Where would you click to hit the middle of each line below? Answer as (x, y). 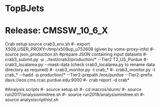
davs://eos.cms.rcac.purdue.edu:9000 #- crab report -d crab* (67, 80)
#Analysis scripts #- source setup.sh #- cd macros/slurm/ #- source (73, 90)
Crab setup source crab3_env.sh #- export (48, 44)
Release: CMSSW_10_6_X (56, 31)
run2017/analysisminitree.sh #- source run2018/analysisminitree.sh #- (75, 94)
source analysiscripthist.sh (32, 100)
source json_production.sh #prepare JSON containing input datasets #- (76, 54)
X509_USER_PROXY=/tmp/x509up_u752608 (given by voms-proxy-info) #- (80, 49)
